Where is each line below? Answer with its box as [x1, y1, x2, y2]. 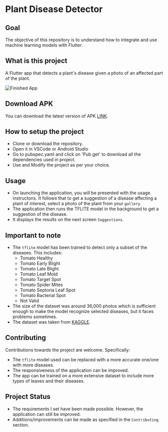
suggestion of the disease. [12, 211, 68, 217]
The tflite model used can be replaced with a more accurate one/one [12, 356, 159, 362]
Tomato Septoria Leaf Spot [20, 287, 76, 293]
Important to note [5, 231, 61, 239]
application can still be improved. [12, 411, 81, 417]
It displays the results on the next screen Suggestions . [12, 217, 124, 223]
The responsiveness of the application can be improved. [12, 367, 129, 373]
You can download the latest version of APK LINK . [5, 113, 109, 119]
